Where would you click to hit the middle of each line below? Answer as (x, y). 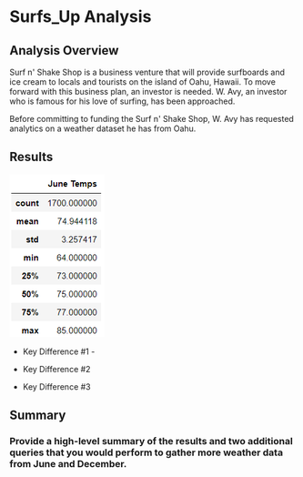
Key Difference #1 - (59, 351)
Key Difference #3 (56, 386)
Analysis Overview (64, 51)
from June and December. (68, 464)
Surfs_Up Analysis (81, 17)
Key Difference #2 (56, 369)
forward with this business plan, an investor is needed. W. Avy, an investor (148, 91)
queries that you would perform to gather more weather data (146, 452)
